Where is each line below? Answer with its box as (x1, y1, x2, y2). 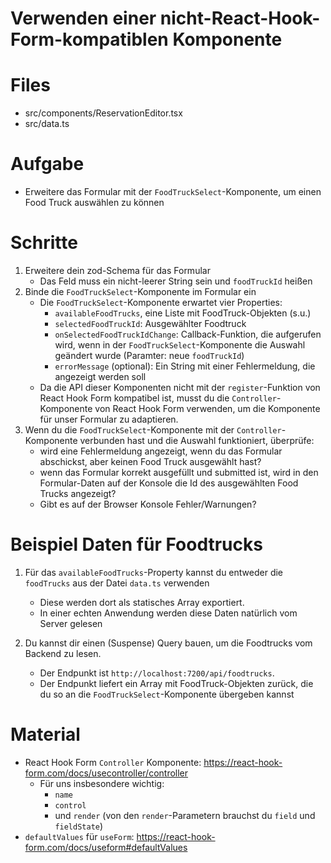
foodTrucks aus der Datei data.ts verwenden (24, 577, 210, 589)
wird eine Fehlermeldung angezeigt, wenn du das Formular (39, 445, 283, 457)
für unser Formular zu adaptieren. (39, 413, 179, 425)
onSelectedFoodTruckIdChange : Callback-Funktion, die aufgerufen (54, 328, 322, 340)
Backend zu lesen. (24, 647, 102, 659)
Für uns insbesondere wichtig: (39, 777, 165, 789)
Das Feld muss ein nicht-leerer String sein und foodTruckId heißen (39, 275, 313, 287)
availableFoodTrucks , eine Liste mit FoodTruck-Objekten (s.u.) (54, 307, 312, 319)
